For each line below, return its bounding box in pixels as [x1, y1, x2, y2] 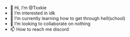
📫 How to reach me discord [10, 26, 69, 32]
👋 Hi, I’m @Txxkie [10, 5, 47, 10]
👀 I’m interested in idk [10, 10, 56, 16]
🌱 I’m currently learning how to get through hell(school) [10, 15, 125, 21]
